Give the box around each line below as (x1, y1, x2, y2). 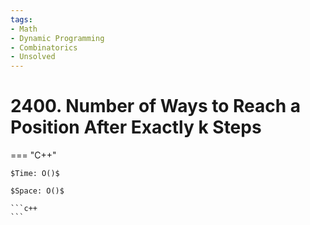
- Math (10, 24, 38, 34)
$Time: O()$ (10, 169, 60, 179)
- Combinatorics (10, 42, 78, 53)
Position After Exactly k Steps (10, 116, 262, 139)
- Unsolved (10, 52, 56, 62)
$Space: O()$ (10, 186, 65, 196)
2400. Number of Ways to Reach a (10, 95, 302, 118)
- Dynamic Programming (10, 33, 105, 43)
